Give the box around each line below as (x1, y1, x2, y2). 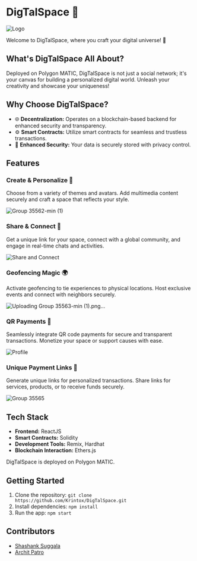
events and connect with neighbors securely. (6, 291, 116, 298)
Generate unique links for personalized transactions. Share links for (6, 377, 171, 384)
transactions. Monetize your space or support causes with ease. (6, 337, 164, 344)
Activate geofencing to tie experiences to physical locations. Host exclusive (6, 284, 191, 292)
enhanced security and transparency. (14, 122, 107, 129)
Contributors (6, 526, 55, 537)
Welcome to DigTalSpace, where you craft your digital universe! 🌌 (6, 36, 166, 43)
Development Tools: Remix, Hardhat (14, 440, 105, 448)
